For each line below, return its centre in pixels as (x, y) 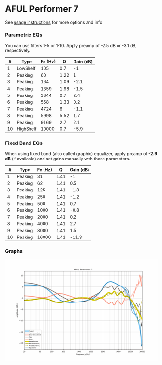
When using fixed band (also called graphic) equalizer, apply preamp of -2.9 (81, 154)
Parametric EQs (24, 35)
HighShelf (27, 129)
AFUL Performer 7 (42, 9)
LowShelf (26, 68)
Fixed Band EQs (24, 143)
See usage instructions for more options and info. (54, 22)
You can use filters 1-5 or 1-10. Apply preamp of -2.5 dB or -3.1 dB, (71, 46)
